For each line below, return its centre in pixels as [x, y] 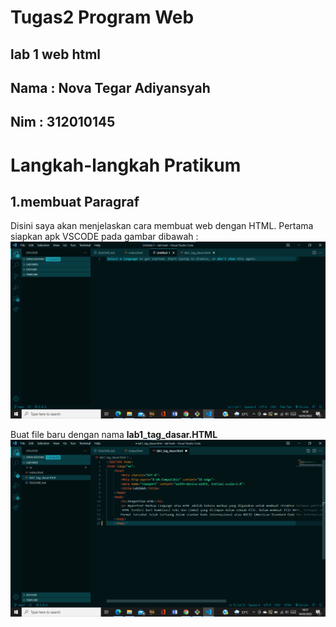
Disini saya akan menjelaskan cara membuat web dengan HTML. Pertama [162, 226]
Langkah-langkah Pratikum [126, 165]
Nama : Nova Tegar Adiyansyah [110, 87]
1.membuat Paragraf [75, 201]
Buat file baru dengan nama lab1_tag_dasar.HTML [114, 435]
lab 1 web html [56, 54]
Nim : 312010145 [63, 122]
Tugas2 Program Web [102, 17]
